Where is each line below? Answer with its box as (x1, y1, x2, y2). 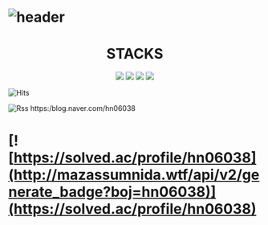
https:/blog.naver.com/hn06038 (30, 104, 136, 113)
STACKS (106, 45, 164, 63)
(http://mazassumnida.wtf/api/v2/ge (8, 166, 260, 184)
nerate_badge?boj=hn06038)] (8, 183, 217, 201)
